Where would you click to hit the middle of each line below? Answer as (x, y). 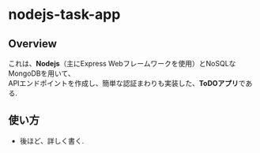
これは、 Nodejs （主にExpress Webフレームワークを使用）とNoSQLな (122, 63)
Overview (33, 44)
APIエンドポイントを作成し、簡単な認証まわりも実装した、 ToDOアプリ (124, 83)
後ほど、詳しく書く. (52, 140)
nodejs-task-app (64, 15)
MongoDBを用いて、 (41, 73)
